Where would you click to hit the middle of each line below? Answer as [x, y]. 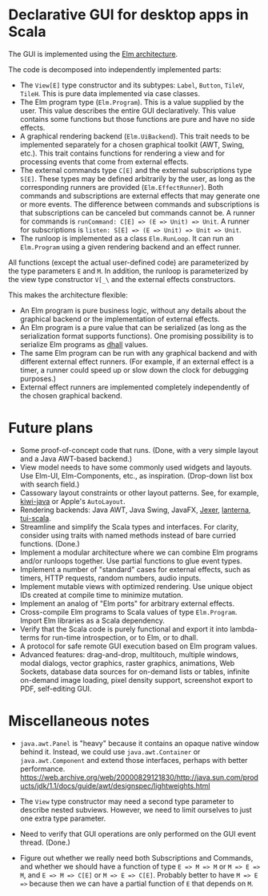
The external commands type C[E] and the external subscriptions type [136, 170]
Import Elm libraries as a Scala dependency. [92, 620]
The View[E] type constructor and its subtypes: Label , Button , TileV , [132, 85]
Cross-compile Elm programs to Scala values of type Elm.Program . [128, 611]
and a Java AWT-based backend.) [76, 458]
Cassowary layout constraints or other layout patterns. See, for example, [139, 492]
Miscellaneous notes [79, 721]
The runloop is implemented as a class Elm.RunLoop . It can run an [127, 238]
